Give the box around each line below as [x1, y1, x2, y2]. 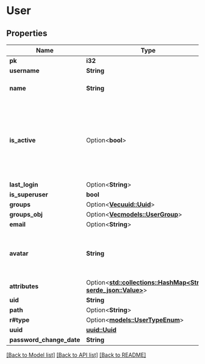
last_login [9, 180, 38, 188]
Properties [6, 28, 48, 39]
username [9, 67, 40, 75]
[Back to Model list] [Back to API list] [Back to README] [6, 351, 146, 358]
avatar [9, 249, 29, 258]
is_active [9, 136, 36, 144]
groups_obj [9, 210, 43, 218]
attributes [9, 282, 38, 291]
